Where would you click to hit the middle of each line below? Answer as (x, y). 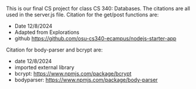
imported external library (44, 67)
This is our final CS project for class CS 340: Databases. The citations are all (98, 8)
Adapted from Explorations (47, 32)
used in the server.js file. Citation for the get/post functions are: (82, 15)
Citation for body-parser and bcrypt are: (54, 50)
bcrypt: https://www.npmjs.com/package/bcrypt (73, 73)
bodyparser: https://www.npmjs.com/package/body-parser (86, 80)
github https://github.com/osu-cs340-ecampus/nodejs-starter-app (95, 38)
